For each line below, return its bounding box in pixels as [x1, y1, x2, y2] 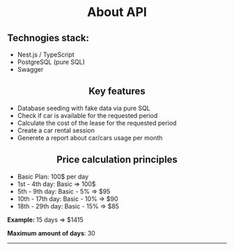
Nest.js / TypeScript [17, 50, 75, 59]
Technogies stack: [7, 32, 89, 44]
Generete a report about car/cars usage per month [17, 133, 163, 142]
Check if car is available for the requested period [17, 111, 158, 119]
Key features [88, 85, 146, 98]
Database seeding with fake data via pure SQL [17, 104, 151, 112]
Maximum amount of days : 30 [7, 229, 95, 237]
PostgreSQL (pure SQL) [17, 58, 86, 66]
